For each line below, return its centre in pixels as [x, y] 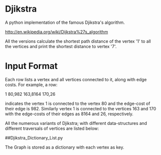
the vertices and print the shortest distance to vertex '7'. [61, 46]
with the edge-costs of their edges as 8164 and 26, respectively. [69, 114]
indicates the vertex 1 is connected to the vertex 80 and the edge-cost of [78, 103]
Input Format [31, 66]
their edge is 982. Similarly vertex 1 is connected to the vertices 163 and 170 [80, 108]
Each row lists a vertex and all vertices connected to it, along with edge [76, 79]
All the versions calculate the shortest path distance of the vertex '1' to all [78, 41]
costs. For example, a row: [31, 85]
